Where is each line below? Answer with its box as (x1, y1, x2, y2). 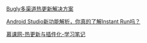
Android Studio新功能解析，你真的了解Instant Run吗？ (6, 18, 141, 25)
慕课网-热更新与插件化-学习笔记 (6, 30, 86, 38)
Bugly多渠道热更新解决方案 (6, 5, 74, 12)
